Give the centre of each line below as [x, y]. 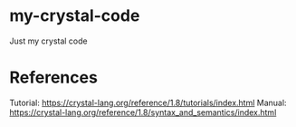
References [53, 78]
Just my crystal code [48, 41]
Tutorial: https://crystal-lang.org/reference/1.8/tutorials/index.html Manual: [148, 103]
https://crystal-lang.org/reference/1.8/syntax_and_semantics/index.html [143, 112]
